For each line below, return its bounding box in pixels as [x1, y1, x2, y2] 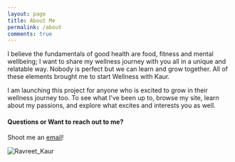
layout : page [7, 10, 46, 18]
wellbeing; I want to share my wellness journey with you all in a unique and [7, 58, 226, 66]
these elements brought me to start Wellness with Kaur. [7, 72, 170, 81]
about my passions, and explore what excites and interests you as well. [7, 101, 216, 110]
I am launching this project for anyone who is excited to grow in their [7, 86, 209, 94]
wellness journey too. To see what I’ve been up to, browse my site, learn [7, 94, 219, 102]
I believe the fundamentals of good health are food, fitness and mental [7, 50, 214, 58]
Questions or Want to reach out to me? [7, 117, 124, 126]
